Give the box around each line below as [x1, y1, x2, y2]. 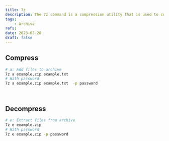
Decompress [5, 104, 46, 113]
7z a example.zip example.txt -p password [5, 81, 98, 86]
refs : [5, 26, 17, 31]
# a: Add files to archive [5, 67, 62, 72]
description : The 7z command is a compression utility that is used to [5, 12, 158, 17]
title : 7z [5, 7, 26, 12]
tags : [5, 16, 17, 21]
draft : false [5, 35, 33, 40]
